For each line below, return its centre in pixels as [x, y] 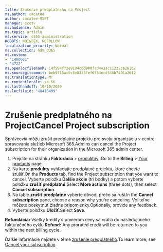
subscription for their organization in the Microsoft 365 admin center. [74, 149]
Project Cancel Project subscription [77, 125]
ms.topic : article [24, 32]
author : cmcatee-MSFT [27, 18]
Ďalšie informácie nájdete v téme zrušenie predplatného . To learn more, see [80, 239]
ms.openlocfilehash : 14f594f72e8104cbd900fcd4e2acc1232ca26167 [71, 69]
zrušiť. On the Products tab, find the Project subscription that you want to [85, 174]
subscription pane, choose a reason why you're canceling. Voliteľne [81, 200]
